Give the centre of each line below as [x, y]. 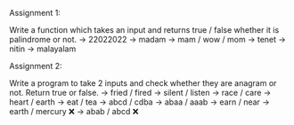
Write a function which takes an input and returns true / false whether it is [144, 30]
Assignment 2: [36, 66]
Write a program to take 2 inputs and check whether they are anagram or [143, 83]
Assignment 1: [35, 13]
